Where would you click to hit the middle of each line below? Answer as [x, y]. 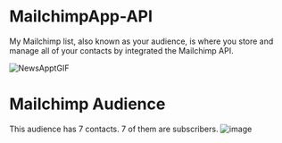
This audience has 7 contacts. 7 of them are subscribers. [114, 129]
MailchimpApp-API [81, 17]
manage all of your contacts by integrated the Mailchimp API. [121, 50]
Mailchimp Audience [87, 104]
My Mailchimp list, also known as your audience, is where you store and [141, 41]
